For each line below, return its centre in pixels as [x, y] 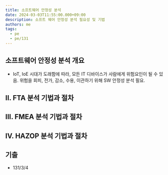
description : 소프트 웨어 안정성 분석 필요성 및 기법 [55, 19]
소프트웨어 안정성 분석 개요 [45, 61]
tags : [11, 29]
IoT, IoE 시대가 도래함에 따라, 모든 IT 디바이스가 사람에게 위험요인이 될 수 [85, 74]
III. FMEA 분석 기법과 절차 [44, 117]
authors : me [18, 24]
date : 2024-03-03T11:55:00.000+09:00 [46, 15]
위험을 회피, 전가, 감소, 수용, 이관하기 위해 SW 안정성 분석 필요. [82, 80]
